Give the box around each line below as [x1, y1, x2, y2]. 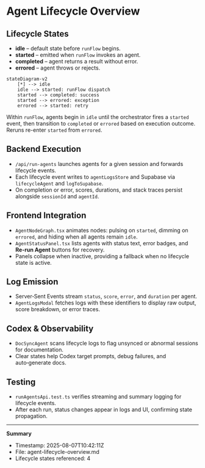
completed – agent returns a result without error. [15, 58, 138, 65]
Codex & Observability [6, 323, 94, 334]
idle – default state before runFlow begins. [15, 45, 121, 52]
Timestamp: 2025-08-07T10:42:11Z [15, 442, 104, 449]
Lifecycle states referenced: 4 [15, 455, 91, 462]
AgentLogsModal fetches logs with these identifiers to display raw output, [15, 299, 196, 306]
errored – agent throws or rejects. [15, 64, 101, 71]
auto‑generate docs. [15, 359, 67, 367]
